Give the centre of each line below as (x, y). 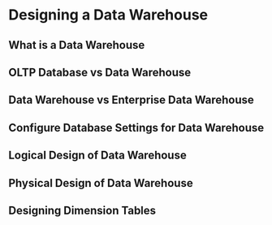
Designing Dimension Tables (82, 210)
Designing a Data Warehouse (108, 15)
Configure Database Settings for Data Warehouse (136, 128)
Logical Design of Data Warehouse (97, 156)
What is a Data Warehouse (77, 45)
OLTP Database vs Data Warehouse (100, 72)
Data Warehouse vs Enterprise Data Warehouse (131, 100)
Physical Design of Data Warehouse (101, 183)
